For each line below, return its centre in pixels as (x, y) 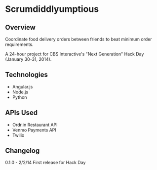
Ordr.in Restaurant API (35, 125)
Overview (20, 27)
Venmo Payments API (34, 130)
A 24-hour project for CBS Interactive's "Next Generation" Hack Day (75, 54)
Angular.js (22, 86)
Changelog (22, 151)
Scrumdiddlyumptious (52, 9)
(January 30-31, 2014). (28, 59)
